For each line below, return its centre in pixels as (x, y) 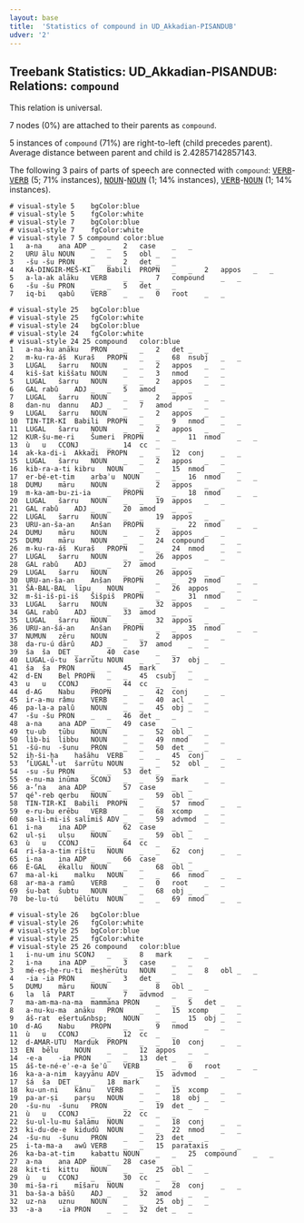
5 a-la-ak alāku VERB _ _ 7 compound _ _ (126, 278)
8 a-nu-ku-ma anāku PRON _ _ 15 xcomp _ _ (126, 1011)
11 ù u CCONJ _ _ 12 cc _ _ (93, 1035)
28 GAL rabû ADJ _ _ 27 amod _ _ (101, 565)
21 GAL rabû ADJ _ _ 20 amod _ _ (101, 509)
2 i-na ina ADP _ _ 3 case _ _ (101, 963)
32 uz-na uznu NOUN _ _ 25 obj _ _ (109, 1202)
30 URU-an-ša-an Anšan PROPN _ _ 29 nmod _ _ (133, 581)
